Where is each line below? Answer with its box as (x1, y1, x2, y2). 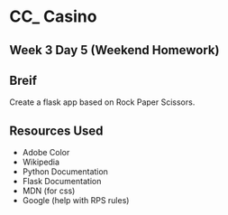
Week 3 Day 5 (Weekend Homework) (9, 42, 220, 58)
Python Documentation (22, 166, 108, 177)
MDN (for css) (22, 185, 76, 196)
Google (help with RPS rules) (22, 195, 130, 206)
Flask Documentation (22, 176, 102, 187)
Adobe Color (22, 147, 70, 158)
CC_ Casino (9, 6, 97, 27)
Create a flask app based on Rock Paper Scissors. (9, 97, 196, 107)
